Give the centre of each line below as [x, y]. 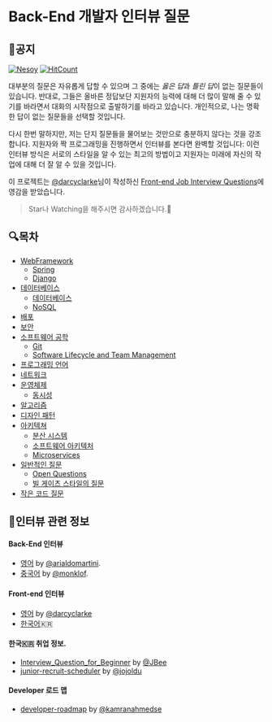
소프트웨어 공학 [44, 337]
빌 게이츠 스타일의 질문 [68, 483]
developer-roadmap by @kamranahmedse [91, 709]
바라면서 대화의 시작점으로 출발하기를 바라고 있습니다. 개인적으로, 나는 [134, 106]
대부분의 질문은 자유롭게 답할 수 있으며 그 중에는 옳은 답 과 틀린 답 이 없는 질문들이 [136, 86]
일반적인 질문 [41, 464]
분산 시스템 [50, 435]
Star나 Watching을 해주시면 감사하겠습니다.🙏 [100, 209]
